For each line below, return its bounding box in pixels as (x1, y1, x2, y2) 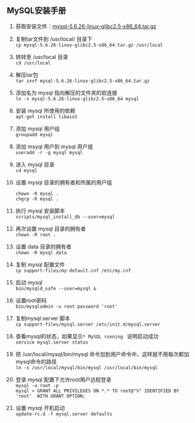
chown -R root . (15, 232, 56, 238)
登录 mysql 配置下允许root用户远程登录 (15, 376, 112, 383)
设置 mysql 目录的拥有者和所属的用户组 (15, 179, 112, 186)
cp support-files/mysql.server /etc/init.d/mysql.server (15, 321, 161, 327)
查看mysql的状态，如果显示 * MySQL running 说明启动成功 (15, 332, 159, 339)
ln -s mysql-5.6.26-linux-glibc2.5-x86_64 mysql (15, 96, 139, 102)
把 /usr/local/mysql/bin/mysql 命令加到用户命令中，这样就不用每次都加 (15, 350, 190, 357)
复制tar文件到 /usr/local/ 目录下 (15, 35, 93, 42)
